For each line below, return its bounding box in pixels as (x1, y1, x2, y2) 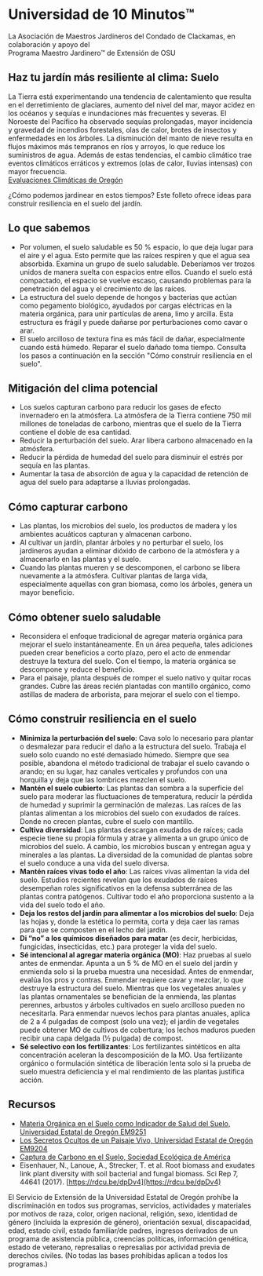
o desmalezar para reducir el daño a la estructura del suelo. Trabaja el (19, 742, 247, 751)
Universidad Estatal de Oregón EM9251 (19, 1127, 147, 1136)
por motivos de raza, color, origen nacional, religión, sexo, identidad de (8, 1209, 238, 1218)
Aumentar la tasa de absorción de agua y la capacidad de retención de (19, 469, 249, 479)
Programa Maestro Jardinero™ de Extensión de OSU (8, 48, 176, 57)
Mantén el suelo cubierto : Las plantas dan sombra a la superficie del (19, 783, 243, 793)
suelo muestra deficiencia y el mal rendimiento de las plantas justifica (19, 1066, 245, 1076)
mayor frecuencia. (8, 166, 68, 176)
